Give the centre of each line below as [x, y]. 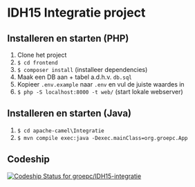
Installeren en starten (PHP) [68, 38]
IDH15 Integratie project [76, 13]
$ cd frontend [37, 63]
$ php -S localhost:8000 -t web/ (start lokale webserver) [100, 92]
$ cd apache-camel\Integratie [61, 131]
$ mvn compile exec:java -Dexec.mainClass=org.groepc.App [102, 138]
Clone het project [42, 55]
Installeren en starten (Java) [69, 113]
